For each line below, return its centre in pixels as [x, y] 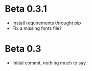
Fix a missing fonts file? [37, 28]
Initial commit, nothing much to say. [50, 63]
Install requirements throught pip [47, 23]
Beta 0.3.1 [26, 9]
